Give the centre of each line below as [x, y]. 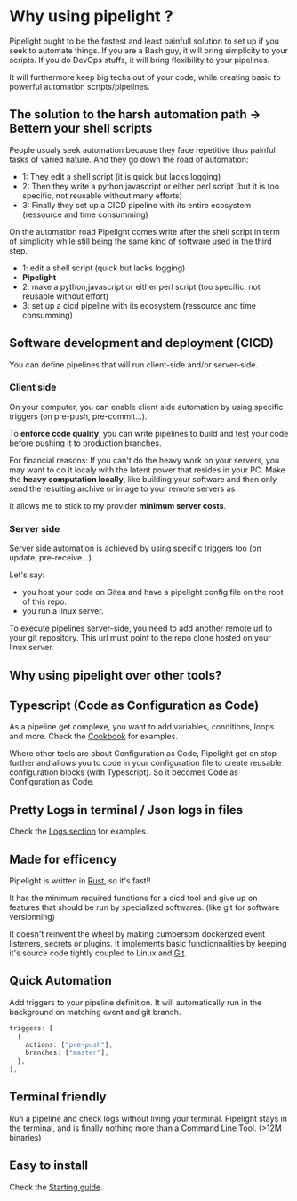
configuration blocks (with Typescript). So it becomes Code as [124, 772]
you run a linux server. [63, 611]
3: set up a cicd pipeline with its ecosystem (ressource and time [139, 305]
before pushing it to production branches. [85, 443]
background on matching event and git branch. [95, 1012]
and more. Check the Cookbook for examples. [93, 737]
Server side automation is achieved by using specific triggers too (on [136, 548]
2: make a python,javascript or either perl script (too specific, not [141, 286]
